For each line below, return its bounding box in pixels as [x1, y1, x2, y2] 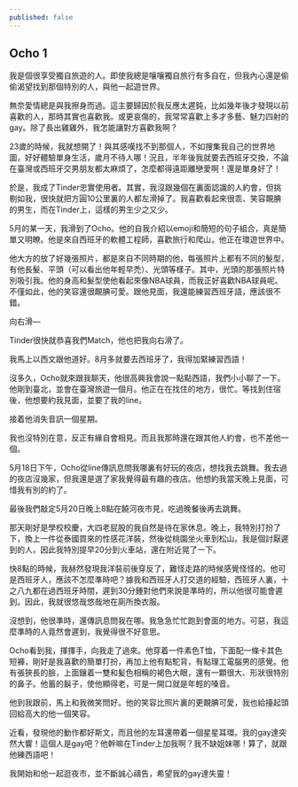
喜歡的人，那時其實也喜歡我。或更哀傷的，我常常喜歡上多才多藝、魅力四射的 [9, 112, 289, 122]
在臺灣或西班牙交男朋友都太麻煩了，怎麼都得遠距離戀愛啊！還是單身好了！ [9, 163, 281, 174]
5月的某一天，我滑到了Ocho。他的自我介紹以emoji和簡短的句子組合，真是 [9, 223, 279, 234]
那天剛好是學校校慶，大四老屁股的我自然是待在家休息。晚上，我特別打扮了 [9, 522, 281, 533]
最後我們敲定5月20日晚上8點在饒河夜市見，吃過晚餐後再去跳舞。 [9, 503, 247, 514]
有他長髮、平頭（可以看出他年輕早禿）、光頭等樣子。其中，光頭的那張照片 [9, 264, 278, 275]
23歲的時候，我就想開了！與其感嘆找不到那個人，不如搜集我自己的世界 [9, 141, 268, 152]
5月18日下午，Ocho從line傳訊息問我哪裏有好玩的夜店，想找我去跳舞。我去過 [9, 463, 288, 473]
